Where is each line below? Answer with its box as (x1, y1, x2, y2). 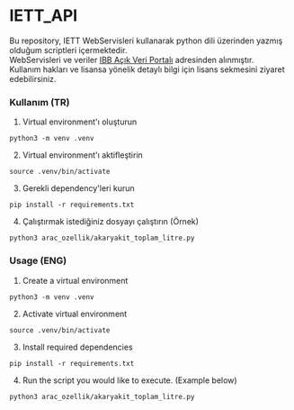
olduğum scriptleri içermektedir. (9, 44, 128, 55)
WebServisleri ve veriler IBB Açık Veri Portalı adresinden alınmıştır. (9, 54, 254, 65)
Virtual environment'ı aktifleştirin (22, 150, 144, 160)
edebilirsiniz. (9, 73, 57, 84)
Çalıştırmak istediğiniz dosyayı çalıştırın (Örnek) (22, 216, 200, 227)
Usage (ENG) (9, 254, 67, 267)
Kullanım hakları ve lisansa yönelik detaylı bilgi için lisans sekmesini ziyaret (9, 64, 285, 75)
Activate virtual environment (22, 308, 128, 319)
